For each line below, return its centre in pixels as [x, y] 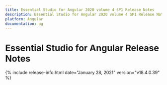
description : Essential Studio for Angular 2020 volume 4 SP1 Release [80, 14]
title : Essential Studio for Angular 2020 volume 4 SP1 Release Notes [80, 10]
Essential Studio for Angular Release [82, 48]
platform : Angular [24, 19]
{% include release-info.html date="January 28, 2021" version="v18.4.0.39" [83, 73]
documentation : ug [24, 24]
